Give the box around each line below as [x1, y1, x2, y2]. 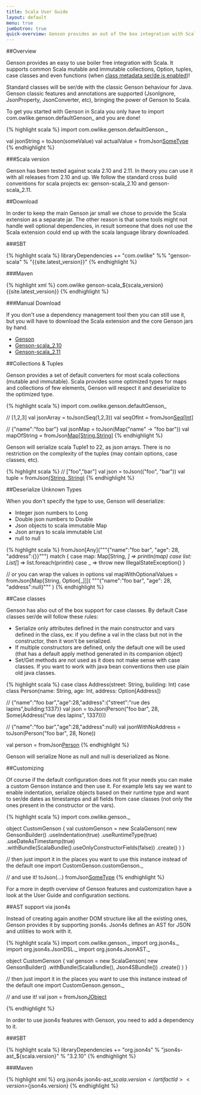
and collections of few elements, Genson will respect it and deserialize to [6, 385, 187, 392]
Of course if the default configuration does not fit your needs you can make [6, 776, 193, 784]
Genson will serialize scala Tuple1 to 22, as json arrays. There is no [6, 443, 171, 451]
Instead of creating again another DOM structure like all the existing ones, [6, 915, 188, 922]
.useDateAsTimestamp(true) [6, 838, 75, 845]
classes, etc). [6, 457, 39, 464]
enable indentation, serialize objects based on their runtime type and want [6, 789, 190, 796]
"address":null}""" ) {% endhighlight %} [6, 583, 104, 591]
